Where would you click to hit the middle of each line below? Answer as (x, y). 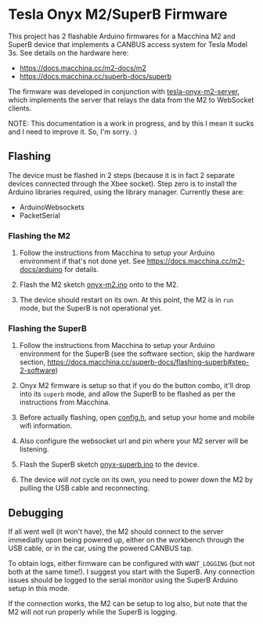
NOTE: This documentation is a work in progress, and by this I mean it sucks (131, 123)
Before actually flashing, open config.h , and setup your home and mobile (137, 418)
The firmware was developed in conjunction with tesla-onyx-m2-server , (124, 91)
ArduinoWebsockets (52, 207)
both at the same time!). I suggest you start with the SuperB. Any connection (131, 572)
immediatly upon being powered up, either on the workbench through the (126, 540)
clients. (20, 108)
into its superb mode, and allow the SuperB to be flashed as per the (128, 394)
